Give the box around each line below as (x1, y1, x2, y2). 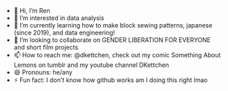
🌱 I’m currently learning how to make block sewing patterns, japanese (13, 21, 213, 29)
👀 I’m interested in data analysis (13, 14, 105, 22)
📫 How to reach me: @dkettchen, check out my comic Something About (13, 51, 221, 59)
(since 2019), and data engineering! (13, 28, 115, 37)
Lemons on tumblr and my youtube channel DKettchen (13, 61, 169, 69)
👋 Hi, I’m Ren (13, 7, 50, 14)
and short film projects (13, 43, 79, 51)
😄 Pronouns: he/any (13, 68, 73, 76)
